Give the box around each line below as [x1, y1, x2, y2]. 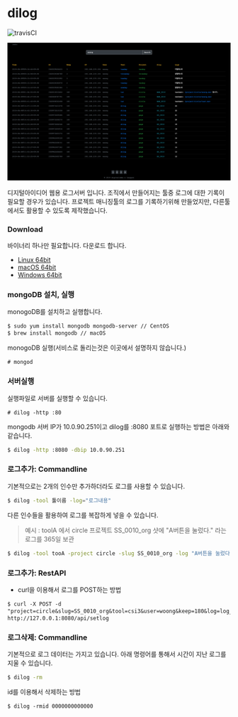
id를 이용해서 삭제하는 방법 [7, 688, 81, 696]
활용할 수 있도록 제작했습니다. [25, 206, 108, 215]
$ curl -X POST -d [7, 600, 62, 608]
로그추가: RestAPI [7, 568, 67, 578]
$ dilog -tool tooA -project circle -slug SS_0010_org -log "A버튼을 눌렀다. [7, 549, 234, 557]
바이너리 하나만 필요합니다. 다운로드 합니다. [7, 242, 127, 250]
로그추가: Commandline [7, 464, 88, 474]
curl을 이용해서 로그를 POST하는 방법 [17, 585, 122, 594]
